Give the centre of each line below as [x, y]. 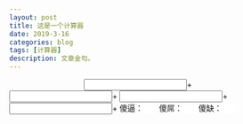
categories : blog [41, 42]
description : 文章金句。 [52, 58]
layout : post [33, 17]
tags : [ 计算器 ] [36, 50]
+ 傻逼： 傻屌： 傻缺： [167, 108]
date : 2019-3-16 [39, 34]
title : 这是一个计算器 [47, 26]
